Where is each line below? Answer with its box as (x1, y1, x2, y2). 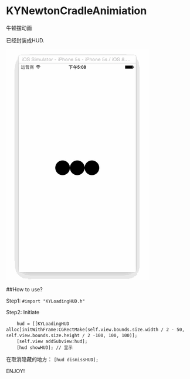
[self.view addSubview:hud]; (16, 338, 88, 344)
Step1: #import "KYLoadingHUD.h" (6, 297, 86, 304)
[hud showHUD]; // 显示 (16, 344, 73, 351)
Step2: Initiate (6, 308, 40, 315)
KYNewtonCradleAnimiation (6, 4, 147, 18)
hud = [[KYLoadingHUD (16, 321, 69, 327)
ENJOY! (6, 367, 25, 374)
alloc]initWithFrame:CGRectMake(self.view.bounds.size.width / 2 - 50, (6, 327, 185, 333)
